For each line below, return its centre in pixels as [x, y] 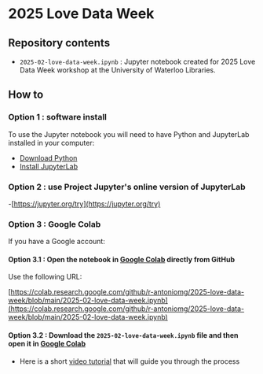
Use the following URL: [45, 277]
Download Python [48, 157]
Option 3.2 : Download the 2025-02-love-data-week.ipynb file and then [123, 335]
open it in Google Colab [47, 344]
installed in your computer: [51, 143]
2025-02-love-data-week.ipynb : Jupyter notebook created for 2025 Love [137, 61]
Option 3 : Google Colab [55, 224]
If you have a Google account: [57, 242]
